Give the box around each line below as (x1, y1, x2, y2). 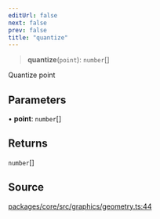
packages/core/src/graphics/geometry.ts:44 (8, 202, 152, 211)
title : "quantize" (8, 33, 68, 42)
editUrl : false (8, 11, 58, 20)
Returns (8, 137, 49, 150)
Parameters (8, 93, 67, 106)
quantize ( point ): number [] (27, 55, 110, 65)
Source (8, 180, 45, 194)
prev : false (8, 26, 47, 34)
